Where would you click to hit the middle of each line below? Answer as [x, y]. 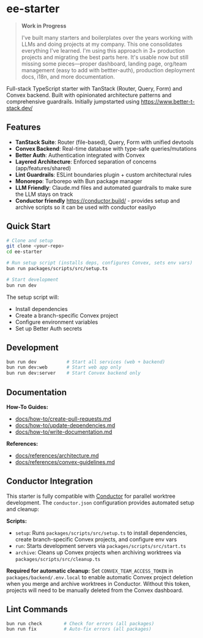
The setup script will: [33, 297]
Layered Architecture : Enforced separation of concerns [86, 162]
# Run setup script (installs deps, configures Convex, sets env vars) [99, 263]
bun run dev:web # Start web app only [64, 367]
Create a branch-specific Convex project [67, 315]
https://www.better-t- [168, 101]
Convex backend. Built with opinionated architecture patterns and [89, 95]
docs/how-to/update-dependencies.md [65, 425]
